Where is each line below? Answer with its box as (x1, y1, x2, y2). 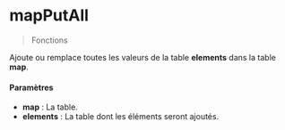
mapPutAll (9, 5, 90, 26)
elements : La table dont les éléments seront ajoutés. (22, 111, 220, 122)
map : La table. (22, 102, 78, 112)
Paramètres (9, 82, 54, 93)
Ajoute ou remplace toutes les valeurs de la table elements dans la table (9, 52, 276, 62)
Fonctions (30, 35, 69, 45)
